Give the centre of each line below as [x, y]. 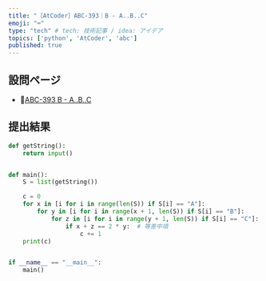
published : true [35, 46]
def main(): [28, 175]
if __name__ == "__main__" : [55, 263]
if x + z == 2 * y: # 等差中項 [117, 226]
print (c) [37, 241]
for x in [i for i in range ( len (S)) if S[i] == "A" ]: [114, 204]
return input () [48, 153]
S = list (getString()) [60, 182]
